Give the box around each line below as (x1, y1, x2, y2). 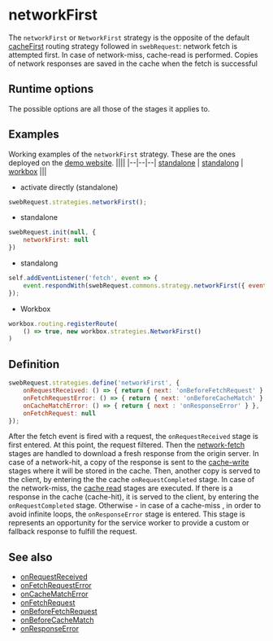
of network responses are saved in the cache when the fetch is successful (8, 59, 258, 68)
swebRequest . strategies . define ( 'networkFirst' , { (8, 379, 180, 388)
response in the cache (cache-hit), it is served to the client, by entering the (8, 492, 259, 502)
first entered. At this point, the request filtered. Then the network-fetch (8, 440, 245, 450)
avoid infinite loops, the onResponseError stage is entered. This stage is (8, 509, 245, 519)
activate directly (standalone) (19, 182, 119, 192)
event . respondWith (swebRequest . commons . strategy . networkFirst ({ (23, 281, 245, 290)
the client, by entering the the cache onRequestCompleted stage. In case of (8, 475, 255, 485)
